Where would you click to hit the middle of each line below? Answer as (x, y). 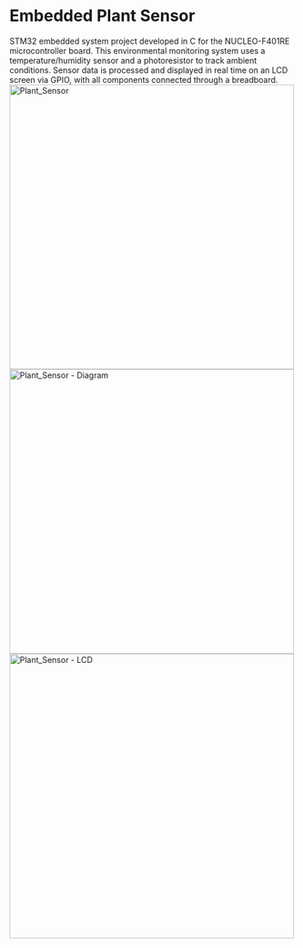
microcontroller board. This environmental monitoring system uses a (137, 50)
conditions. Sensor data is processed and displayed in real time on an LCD (149, 70)
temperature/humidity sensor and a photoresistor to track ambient (133, 60)
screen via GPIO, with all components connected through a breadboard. (144, 79)
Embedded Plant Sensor (102, 16)
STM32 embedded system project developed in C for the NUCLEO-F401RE (150, 41)
